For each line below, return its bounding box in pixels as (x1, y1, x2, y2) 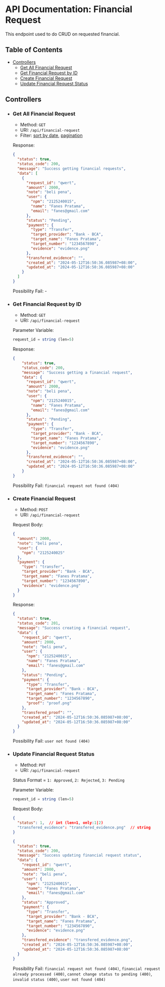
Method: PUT (20, 762, 46, 768)
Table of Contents (5, 45, 63, 54)
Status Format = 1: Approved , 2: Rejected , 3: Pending (12, 777, 125, 783)
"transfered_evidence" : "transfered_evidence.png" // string (17, 825, 151, 830)
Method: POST (20, 507, 48, 513)
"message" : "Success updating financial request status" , (17, 853, 142, 858)
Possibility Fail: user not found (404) (12, 738, 90, 744)
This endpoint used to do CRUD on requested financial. (5, 31, 120, 37)
